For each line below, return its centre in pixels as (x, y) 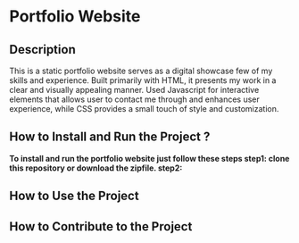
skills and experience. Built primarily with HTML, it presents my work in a (143, 80)
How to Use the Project (75, 196)
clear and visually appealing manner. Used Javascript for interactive (134, 90)
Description (42, 50)
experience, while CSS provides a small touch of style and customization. (144, 109)
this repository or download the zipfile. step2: (96, 168)
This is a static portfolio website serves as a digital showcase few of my (141, 71)
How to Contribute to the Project (101, 226)
